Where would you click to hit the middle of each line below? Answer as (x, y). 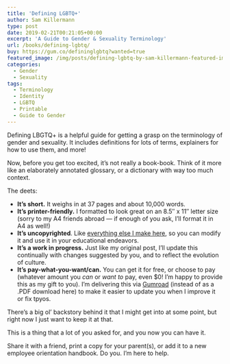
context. (19, 177)
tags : (15, 84)
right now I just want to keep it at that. (60, 319)
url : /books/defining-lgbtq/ (49, 45)
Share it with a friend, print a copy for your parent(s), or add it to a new (107, 345)
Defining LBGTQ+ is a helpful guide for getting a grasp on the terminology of (115, 135)
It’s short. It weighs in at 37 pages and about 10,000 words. (101, 204)
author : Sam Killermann (41, 20)
